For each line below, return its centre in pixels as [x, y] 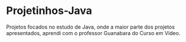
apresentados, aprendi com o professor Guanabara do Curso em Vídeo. [93, 33]
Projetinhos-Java [49, 11]
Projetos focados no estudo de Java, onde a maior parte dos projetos [91, 27]
